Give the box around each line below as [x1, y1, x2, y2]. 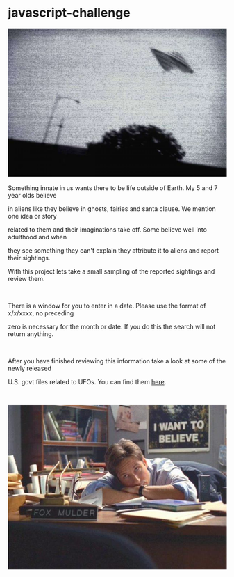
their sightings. [8, 254, 51, 262]
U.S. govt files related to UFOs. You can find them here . [8, 378, 167, 386]
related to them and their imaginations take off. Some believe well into [8, 226, 208, 234]
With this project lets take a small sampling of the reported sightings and [8, 267, 215, 276]
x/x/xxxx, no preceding [8, 309, 74, 317]
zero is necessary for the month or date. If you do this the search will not [8, 322, 216, 331]
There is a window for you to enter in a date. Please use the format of [8, 301, 206, 310]
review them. [8, 275, 45, 283]
